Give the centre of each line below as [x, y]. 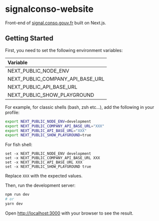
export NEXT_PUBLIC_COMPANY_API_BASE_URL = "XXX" [55, 126]
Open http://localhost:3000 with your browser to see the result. [69, 213]
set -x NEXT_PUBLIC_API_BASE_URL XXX [44, 162]
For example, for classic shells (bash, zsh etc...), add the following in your [79, 107]
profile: [12, 112]
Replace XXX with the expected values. [44, 176]
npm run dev [17, 195]
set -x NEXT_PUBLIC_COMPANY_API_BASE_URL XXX [52, 158]
